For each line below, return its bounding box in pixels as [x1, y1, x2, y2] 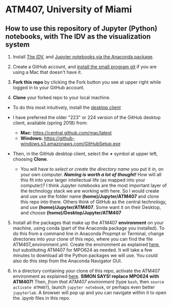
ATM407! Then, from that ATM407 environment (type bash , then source [12, 279, 164, 284]
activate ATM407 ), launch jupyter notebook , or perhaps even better [12, 284, 155, 290]
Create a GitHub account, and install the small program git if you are [12, 64, 157, 70]
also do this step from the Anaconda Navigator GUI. [12, 258, 122, 264]
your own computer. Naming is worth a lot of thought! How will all [20, 171, 162, 178]
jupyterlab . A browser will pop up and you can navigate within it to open [12, 290, 167, 296]
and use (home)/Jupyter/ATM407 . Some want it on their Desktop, [20, 204, 161, 210]
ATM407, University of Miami [5, 4, 132, 15]
